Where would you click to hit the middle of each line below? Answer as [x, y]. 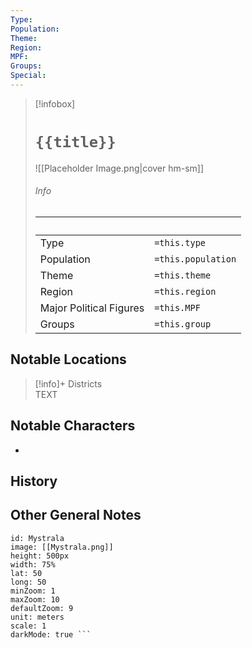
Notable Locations [68, 359]
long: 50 [28, 582]
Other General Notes [76, 515]
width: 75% [33, 564]
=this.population [195, 259]
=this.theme [183, 275]
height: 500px [40, 556]
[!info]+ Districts [68, 383]
